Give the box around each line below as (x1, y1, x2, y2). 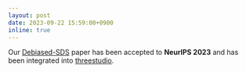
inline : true (8, 26, 51, 34)
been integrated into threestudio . (8, 56, 114, 65)
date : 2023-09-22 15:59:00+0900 (8, 19, 114, 27)
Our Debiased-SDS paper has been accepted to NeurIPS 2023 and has (8, 48, 239, 57)
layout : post (8, 11, 51, 20)
